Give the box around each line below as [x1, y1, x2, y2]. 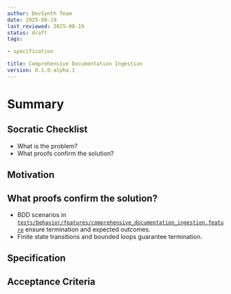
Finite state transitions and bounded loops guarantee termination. [16, 232, 203, 240]
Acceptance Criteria [7, 275, 96, 287]
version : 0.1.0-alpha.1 [7, 67, 76, 73]
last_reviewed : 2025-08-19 [7, 23, 85, 30]
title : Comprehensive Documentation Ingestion [7, 60, 143, 67]
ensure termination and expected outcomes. [25, 225, 151, 234]
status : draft [7, 29, 48, 36]
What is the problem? [16, 142, 78, 150]
